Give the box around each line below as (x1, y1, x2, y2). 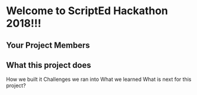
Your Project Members (6, 40, 90, 50)
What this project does (6, 60, 91, 70)
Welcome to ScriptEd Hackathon (6, 4, 168, 18)
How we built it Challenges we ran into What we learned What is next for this (6, 76, 192, 83)
